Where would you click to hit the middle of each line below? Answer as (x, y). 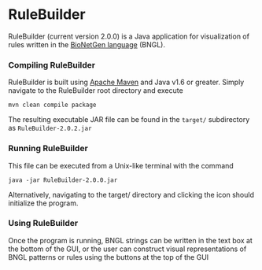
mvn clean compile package (52, 105)
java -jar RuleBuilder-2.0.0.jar (63, 180)
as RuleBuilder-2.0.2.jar (50, 128)
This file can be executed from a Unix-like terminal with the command (121, 165)
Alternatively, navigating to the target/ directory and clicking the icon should (131, 194)
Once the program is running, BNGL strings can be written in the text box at (131, 240)
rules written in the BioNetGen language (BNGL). (87, 44)
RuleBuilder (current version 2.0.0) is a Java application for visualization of (129, 36)
